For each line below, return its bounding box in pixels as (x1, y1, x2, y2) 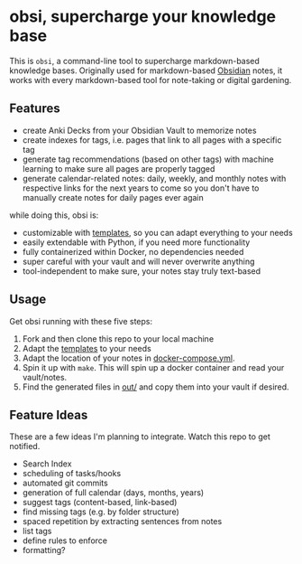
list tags (22, 526, 52, 537)
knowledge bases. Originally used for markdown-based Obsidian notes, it (9, 65, 283, 76)
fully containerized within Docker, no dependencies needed (22, 246, 244, 257)
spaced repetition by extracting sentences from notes (22, 516, 223, 527)
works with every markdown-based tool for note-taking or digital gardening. (9, 74, 292, 85)
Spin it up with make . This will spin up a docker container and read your (22, 362, 285, 372)
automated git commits (22, 477, 108, 489)
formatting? (22, 545, 66, 556)
